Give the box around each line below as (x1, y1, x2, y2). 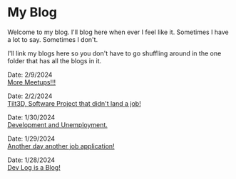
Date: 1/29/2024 (7, 134, 56, 143)
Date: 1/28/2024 (7, 156, 56, 164)
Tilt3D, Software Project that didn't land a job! (7, 99, 141, 107)
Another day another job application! (7, 141, 116, 150)
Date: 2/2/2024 (7, 92, 53, 100)
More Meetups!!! (7, 77, 56, 86)
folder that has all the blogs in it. (7, 56, 102, 65)
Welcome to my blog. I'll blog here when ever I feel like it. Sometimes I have (7, 28, 230, 36)
